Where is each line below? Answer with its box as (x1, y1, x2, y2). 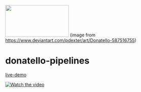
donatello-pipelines (5, 55, 90, 67)
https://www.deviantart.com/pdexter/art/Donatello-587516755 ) (5, 37, 137, 43)
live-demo (5, 71, 27, 78)
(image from (69, 32, 96, 38)
